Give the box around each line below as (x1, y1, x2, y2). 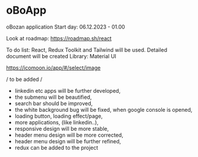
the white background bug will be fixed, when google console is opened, (14, 106, 193, 113)
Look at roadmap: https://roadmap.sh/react (6, 34, 112, 42)
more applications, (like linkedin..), (14, 118, 99, 125)
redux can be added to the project (14, 144, 98, 151)
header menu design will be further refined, (14, 137, 122, 145)
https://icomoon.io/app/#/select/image (6, 64, 101, 71)
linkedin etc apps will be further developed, (14, 87, 121, 94)
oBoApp (6, 4, 47, 17)
